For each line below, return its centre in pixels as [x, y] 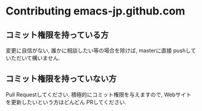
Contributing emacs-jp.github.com [96, 11]
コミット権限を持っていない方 [61, 79]
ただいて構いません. [35, 58]
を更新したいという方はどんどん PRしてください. [66, 102]
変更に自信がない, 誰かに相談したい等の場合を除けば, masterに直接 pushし [98, 50]
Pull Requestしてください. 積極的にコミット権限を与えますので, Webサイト [99, 94]
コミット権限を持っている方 [57, 35]
